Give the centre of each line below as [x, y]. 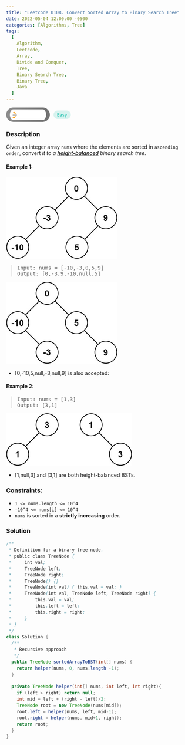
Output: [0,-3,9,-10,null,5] [59, 273]
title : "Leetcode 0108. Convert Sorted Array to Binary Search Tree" [93, 12]
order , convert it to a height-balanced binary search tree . [76, 153]
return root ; [33, 724]
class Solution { [27, 637]
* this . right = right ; [47, 612]
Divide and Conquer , [42, 62]
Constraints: [24, 490]
